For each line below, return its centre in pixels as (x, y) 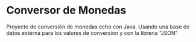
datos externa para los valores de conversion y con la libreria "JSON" (92, 33)
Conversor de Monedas (66, 10)
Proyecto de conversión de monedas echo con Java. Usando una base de (98, 27)
